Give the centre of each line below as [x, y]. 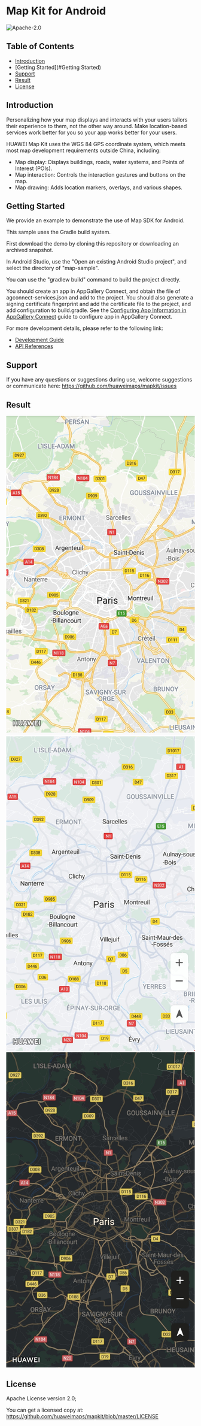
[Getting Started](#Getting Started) [58, 67]
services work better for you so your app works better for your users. [92, 132]
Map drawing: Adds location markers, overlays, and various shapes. [98, 187]
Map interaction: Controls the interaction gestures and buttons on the [100, 174]
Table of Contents [40, 46]
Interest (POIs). [33, 168]
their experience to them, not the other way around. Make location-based [97, 126]
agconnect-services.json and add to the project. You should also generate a [100, 298]
